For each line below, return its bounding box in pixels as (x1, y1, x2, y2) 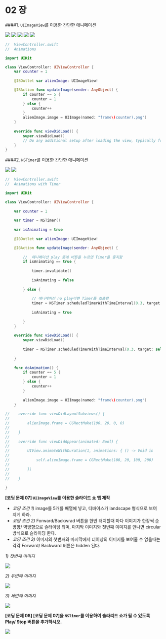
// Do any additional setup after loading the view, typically (23, 138, 156, 143)
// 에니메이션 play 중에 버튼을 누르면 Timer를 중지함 (23, 255, 123, 259)
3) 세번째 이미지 (5, 593, 36, 599)
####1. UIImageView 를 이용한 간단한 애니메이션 (5, 22, 96, 28)
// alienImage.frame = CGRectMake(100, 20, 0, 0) (5, 421, 125, 426)
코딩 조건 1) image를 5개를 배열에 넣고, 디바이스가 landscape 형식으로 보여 (12, 506, 157, 511)
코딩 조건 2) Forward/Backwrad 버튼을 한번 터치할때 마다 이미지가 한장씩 (12, 518, 154, 524)
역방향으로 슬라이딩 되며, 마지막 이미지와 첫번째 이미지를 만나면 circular (23, 524, 161, 530)
